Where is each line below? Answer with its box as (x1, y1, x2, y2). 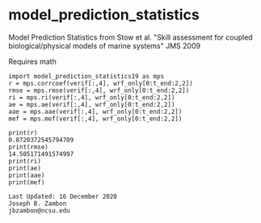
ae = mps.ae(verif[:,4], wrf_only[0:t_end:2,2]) (8, 100, 175, 108)
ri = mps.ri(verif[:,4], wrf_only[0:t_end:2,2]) (8, 93, 175, 102)
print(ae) (8, 164, 42, 172)
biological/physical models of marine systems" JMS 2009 (8, 40, 200, 50)
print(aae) (8, 171, 45, 179)
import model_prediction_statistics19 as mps (8, 72, 164, 80)
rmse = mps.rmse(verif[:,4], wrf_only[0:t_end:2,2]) (8, 86, 190, 95)
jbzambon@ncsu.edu (8, 206, 70, 215)
